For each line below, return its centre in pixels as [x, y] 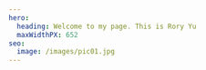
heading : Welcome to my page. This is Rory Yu [107, 26]
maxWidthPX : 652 [47, 35]
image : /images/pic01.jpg [66, 52]
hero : [19, 18]
